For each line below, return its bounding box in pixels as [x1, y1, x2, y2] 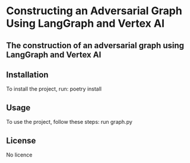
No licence [6, 151, 33, 158]
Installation [6, 69, 49, 79]
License [6, 135, 36, 146]
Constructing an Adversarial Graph [6, 4, 182, 18]
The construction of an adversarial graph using [6, 40, 185, 50]
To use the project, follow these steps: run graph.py [6, 119, 132, 126]
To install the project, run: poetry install [6, 85, 102, 92]
